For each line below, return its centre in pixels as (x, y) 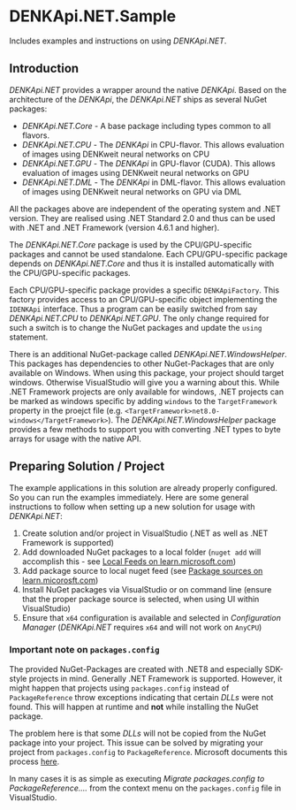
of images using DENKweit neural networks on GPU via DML (132, 191)
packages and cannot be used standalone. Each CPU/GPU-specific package (148, 254)
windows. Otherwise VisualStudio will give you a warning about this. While (144, 382)
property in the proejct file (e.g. (66, 410)
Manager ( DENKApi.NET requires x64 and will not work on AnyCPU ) (142, 627)
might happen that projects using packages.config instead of (119, 688)
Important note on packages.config (84, 650)
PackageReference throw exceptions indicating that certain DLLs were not (141, 697)
